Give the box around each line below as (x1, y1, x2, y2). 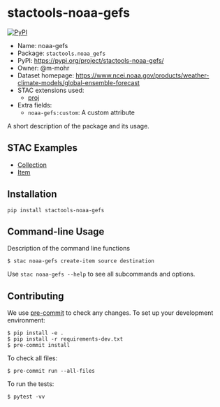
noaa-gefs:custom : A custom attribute (27, 108, 135, 117)
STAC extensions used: (17, 86, 85, 94)
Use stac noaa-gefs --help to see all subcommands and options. (7, 270, 196, 279)
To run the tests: (7, 380, 54, 388)
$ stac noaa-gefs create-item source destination (7, 258, 155, 265)
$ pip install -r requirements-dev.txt (7, 336, 124, 343)
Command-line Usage (7, 225, 105, 237)
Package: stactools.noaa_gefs (17, 49, 106, 57)
